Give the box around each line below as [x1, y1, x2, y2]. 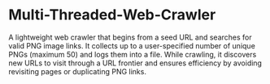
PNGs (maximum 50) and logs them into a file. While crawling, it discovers [8, 49, 257, 59]
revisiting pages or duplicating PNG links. [8, 66, 146, 76]
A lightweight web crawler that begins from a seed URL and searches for [8, 32, 252, 42]
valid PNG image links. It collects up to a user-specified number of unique [8, 40, 256, 50]
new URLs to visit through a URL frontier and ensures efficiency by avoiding [8, 58, 263, 68]
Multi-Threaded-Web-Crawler [8, 6, 216, 24]
